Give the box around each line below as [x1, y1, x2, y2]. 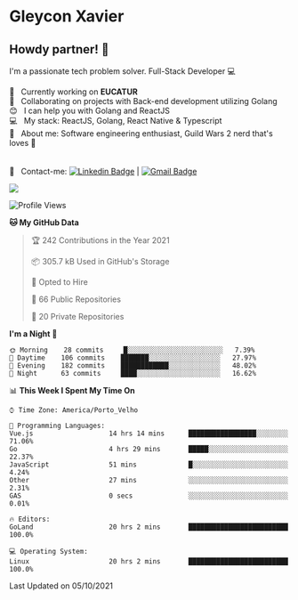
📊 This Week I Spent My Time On [9, 385, 135, 395]
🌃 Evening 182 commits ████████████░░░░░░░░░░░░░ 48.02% [9, 361, 256, 370]
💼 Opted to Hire [30, 277, 89, 287]
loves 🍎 [9, 138, 36, 148]
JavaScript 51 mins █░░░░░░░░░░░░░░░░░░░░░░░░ [9, 460, 289, 469]
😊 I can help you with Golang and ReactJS [9, 105, 171, 116]
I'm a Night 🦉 [9, 328, 58, 339]
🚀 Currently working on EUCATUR [9, 86, 138, 97]
